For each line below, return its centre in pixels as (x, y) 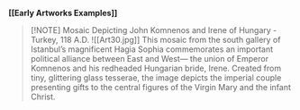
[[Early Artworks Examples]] (63, 13)
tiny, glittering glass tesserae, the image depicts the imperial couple (156, 78)
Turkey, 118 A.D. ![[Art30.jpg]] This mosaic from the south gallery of (155, 40)
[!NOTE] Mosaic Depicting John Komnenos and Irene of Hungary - (154, 30)
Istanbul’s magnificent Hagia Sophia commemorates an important (152, 49)
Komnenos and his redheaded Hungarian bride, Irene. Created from (155, 68)
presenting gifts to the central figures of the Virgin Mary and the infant (161, 87)
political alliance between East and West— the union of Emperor (150, 59)
